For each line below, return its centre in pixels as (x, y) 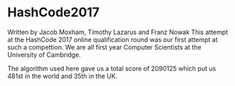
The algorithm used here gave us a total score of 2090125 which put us (112, 68)
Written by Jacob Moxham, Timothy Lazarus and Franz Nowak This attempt (118, 32)
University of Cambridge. (44, 55)
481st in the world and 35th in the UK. (62, 76)
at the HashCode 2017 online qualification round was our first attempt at (113, 39)
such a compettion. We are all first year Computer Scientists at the (104, 47)
